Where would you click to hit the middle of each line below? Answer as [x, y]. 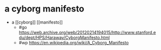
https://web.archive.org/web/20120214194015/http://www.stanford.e [87, 32]
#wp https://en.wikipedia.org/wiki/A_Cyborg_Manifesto [74, 42]
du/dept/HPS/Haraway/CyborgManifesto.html [64, 37]
